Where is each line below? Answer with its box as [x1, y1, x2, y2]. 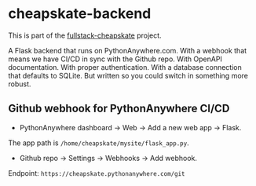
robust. [8, 79, 31, 89]
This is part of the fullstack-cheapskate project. [8, 31, 163, 40]
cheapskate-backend [8, 5, 152, 23]
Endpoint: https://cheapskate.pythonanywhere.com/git [8, 168, 185, 177]
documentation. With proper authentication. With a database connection [8, 62, 242, 71]
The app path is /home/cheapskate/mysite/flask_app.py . [8, 138, 190, 148]
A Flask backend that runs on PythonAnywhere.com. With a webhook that [8, 46, 247, 55]
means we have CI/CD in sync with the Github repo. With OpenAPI [8, 54, 222, 64]
